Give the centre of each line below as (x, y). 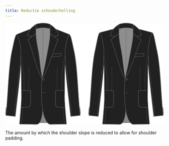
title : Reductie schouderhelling (40, 11)
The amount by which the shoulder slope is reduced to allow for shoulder (81, 133)
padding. (14, 138)
